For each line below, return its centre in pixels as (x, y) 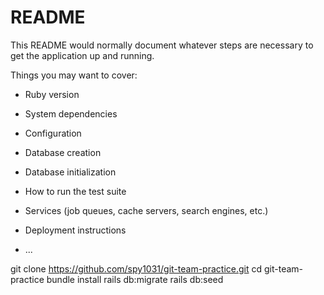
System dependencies (71, 113)
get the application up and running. (82, 55)
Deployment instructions (75, 230)
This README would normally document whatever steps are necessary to (162, 45)
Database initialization (70, 172)
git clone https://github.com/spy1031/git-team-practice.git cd (136, 268)
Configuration (53, 133)
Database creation (63, 152)
